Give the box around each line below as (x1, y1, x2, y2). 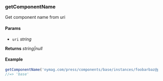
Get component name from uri (5, 14, 65, 20)
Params (5, 25, 21, 31)
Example (5, 56, 23, 62)
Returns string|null (5, 45, 43, 51)
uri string (12, 36, 32, 42)
